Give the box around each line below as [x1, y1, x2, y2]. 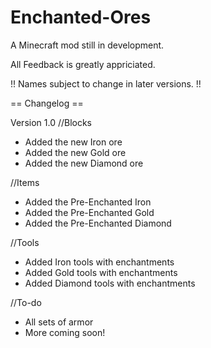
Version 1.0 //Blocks [10, 116, 93, 128]
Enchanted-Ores [10, 6, 152, 29]
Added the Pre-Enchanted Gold [24, 206, 155, 218]
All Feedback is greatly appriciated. [10, 58, 156, 70]
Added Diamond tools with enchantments [24, 277, 196, 289]
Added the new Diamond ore [24, 157, 144, 169]
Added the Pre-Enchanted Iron [24, 196, 152, 208]
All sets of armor [24, 316, 94, 328]
